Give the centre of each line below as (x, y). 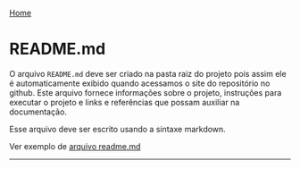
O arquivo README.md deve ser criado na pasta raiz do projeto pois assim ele (148, 73)
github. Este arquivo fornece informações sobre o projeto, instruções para (146, 92)
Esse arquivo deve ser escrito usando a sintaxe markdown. (117, 129)
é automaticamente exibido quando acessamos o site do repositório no (140, 83)
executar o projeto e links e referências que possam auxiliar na (125, 102)
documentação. (38, 112)
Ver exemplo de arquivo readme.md (75, 146)
